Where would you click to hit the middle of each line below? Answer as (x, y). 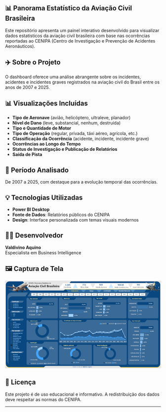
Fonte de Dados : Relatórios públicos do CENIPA (61, 215)
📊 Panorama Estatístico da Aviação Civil (69, 8)
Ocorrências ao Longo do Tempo (46, 144)
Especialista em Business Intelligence (43, 252)
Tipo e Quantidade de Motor (42, 128)
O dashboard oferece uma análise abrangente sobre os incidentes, (73, 77)
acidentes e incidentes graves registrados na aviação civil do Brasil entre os (82, 82)
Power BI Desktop (31, 210)
